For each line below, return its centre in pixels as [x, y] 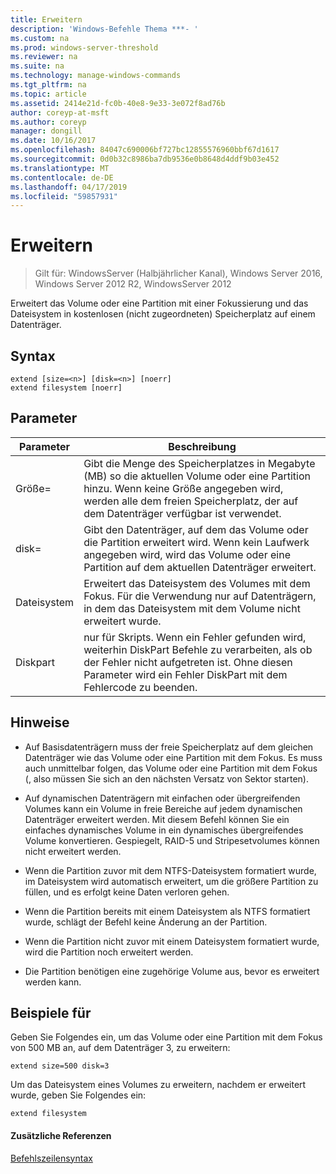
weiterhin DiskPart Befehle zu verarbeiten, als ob [198, 649]
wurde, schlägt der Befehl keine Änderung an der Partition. [146, 922]
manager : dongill [46, 131]
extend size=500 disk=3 [60, 1066]
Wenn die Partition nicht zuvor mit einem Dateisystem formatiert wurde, [172, 941]
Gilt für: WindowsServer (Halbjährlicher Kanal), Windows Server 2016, [178, 273]
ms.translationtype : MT [60, 168]
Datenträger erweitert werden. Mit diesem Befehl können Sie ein [157, 819]
